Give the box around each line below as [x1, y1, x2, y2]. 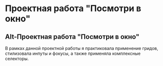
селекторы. [5, 56, 29, 61]
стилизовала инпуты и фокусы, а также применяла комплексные [5, 50, 141, 56]
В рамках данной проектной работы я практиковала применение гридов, [5, 46, 159, 51]
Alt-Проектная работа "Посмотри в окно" [5, 33, 140, 41]
